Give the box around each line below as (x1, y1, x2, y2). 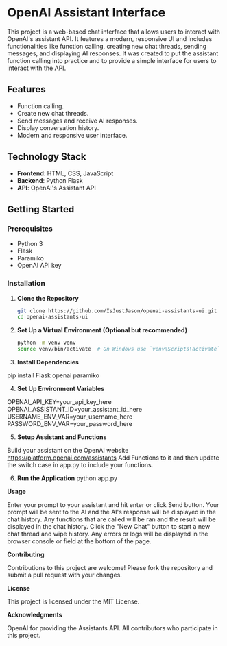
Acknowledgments (7, 611, 63, 619)
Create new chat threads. (16, 109, 89, 117)
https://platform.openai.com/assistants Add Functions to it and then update (7, 454, 219, 462)
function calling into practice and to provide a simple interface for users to (7, 56, 217, 64)
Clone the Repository (16, 294, 79, 302)
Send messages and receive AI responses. (16, 116, 139, 125)
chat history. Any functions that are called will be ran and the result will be (7, 515, 216, 523)
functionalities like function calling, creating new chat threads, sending (7, 42, 207, 50)
